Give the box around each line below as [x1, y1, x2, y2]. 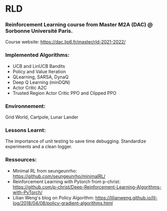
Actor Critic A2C [12, 85, 47, 91]
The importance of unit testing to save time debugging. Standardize [5, 138, 146, 144]
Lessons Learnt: [5, 127, 46, 134]
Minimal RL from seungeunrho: [12, 167, 77, 174]
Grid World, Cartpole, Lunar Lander [5, 114, 78, 120]
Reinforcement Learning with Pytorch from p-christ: [12, 178, 120, 185]
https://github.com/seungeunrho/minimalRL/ [12, 173, 106, 179]
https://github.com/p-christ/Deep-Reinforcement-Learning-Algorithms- [12, 184, 162, 190]
